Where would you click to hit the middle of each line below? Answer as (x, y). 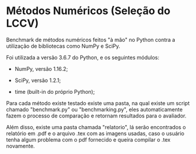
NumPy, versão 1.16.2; (41, 68)
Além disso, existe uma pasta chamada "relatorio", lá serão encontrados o (96, 127)
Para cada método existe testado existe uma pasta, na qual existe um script (98, 103)
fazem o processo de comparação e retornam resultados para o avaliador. (97, 116)
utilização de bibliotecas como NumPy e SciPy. (63, 46)
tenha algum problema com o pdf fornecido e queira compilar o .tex (88, 139)
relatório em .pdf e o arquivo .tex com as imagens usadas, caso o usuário (95, 133)
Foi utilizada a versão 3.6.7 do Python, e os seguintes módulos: (83, 57)
